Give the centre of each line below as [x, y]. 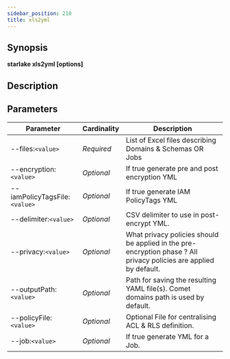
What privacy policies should [172, 234]
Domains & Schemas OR [165, 148]
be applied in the [153, 243]
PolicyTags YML [152, 200]
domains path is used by [165, 297]
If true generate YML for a [167, 336]
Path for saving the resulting [171, 280]
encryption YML [152, 177]
